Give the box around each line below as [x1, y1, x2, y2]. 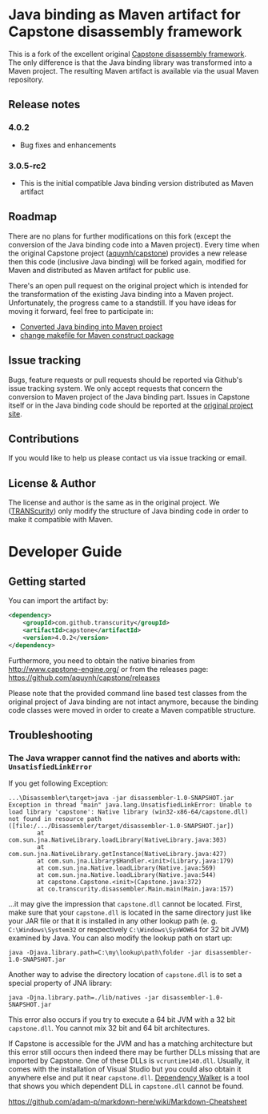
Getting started [8, 574, 86, 588]
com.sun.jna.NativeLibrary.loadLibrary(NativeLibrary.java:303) [8, 836, 227, 844]
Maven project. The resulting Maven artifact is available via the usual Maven [8, 66, 259, 75]
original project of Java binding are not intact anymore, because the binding [8, 697, 258, 706]
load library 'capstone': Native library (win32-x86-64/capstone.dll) [8, 808, 249, 816]
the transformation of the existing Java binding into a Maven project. [8, 289, 234, 299]
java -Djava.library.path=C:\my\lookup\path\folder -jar [8, 949, 202, 957]
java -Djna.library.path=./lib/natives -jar [8, 994, 159, 1002]
